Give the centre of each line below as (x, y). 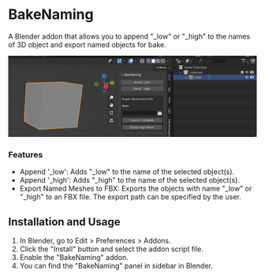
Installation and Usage (64, 222)
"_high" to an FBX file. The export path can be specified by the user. (131, 197)
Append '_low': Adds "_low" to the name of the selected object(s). (127, 172)
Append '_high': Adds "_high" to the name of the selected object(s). (130, 180)
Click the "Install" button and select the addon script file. (111, 249)
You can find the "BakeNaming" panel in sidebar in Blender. (116, 265)
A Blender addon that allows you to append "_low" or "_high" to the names (129, 36)
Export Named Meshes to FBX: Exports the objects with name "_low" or (136, 189)
